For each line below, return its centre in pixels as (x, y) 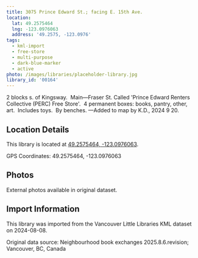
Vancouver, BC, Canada (36, 248)
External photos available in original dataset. (62, 190)
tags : (13, 40)
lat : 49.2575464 (32, 23)
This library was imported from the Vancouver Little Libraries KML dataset (99, 224)
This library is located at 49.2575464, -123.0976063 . (72, 144)
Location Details (38, 130)
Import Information (43, 209)
